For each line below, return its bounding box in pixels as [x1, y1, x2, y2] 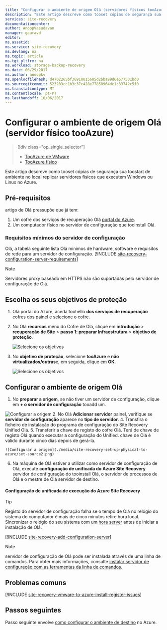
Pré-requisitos [5, 194, 51, 202]
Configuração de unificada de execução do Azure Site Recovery [5, 487, 141, 494]
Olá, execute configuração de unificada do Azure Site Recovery [12, 465, 146, 471]
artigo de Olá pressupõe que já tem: [5, 207, 79, 212]
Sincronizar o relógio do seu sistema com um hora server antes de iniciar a [5, 519, 159, 525]
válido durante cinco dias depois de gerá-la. [5, 437, 95, 443]
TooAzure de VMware [24, 154, 70, 160]
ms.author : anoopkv [5, 72, 46, 77]
